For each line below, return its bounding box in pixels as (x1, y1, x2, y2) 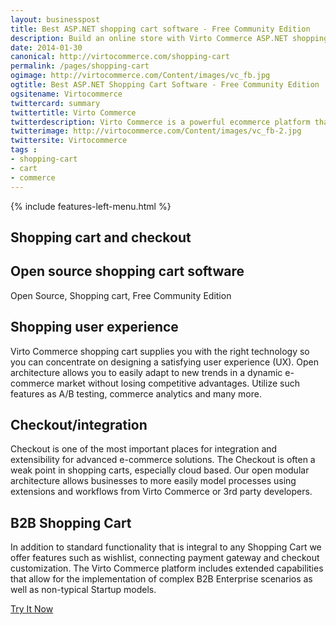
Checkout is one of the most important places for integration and (10, 443, 278, 455)
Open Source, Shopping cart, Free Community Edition (10, 289, 232, 301)
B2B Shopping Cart (10, 514, 132, 531)
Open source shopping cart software (10, 263, 245, 280)
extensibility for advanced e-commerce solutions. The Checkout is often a (10, 454, 316, 466)
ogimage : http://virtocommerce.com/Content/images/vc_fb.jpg (10, 71, 271, 81)
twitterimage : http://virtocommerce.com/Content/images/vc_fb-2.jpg (10, 126, 302, 136)
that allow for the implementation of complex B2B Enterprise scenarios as (10, 573, 313, 585)
